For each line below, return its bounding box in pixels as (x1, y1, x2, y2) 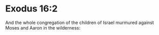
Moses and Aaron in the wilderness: (5, 24, 80, 30)
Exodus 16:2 (5, 3, 58, 14)
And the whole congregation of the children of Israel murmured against (5, 19, 154, 25)
